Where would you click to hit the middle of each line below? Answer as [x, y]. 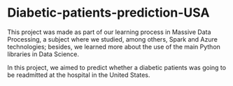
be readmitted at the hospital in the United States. [79, 75]
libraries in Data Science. [43, 54]
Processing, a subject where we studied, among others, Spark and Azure [113, 39]
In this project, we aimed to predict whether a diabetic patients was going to [116, 67]
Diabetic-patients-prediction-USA [108, 13]
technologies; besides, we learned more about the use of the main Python [114, 46]
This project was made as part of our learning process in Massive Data [109, 32]
